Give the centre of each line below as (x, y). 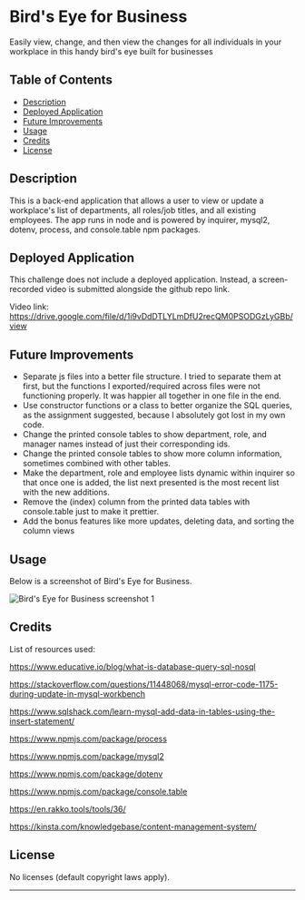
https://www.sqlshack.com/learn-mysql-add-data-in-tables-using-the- (142, 711)
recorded (26, 289)
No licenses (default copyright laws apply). (90, 876)
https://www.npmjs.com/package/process (89, 739)
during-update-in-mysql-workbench (78, 694)
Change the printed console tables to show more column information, (152, 454)
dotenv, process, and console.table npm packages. (105, 230)
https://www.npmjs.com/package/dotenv (86, 774)
